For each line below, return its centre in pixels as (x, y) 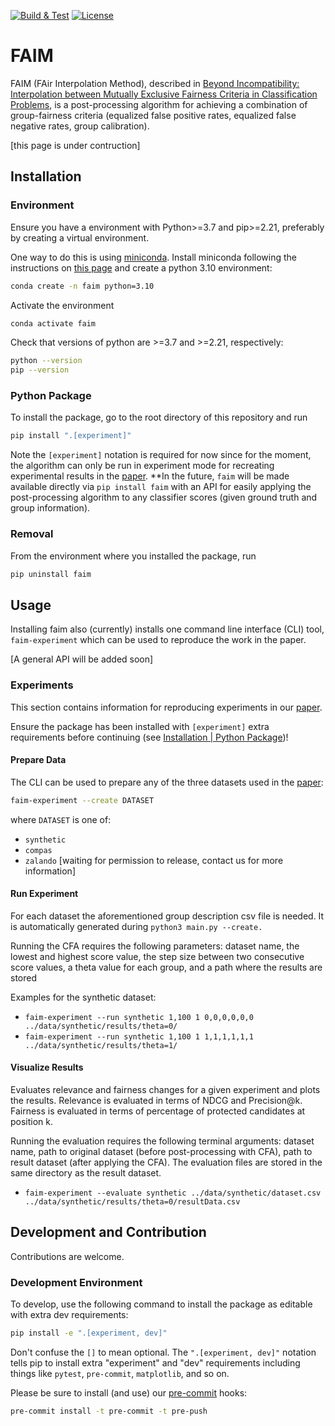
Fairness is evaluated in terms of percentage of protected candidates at (158, 1111)
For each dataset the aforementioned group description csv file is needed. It (167, 916)
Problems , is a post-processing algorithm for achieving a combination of (159, 104)
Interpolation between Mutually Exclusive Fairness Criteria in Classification (164, 94)
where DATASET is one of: (61, 819)
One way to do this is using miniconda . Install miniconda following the (153, 257)
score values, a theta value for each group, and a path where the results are (166, 967)
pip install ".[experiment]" (71, 436)
